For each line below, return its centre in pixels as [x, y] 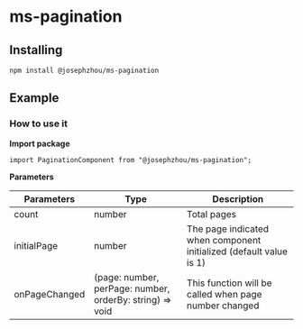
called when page [224, 294]
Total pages [211, 214]
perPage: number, [132, 288]
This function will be [229, 283]
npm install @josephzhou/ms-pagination [84, 70]
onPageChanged [50, 294]
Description [238, 198]
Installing [36, 50]
